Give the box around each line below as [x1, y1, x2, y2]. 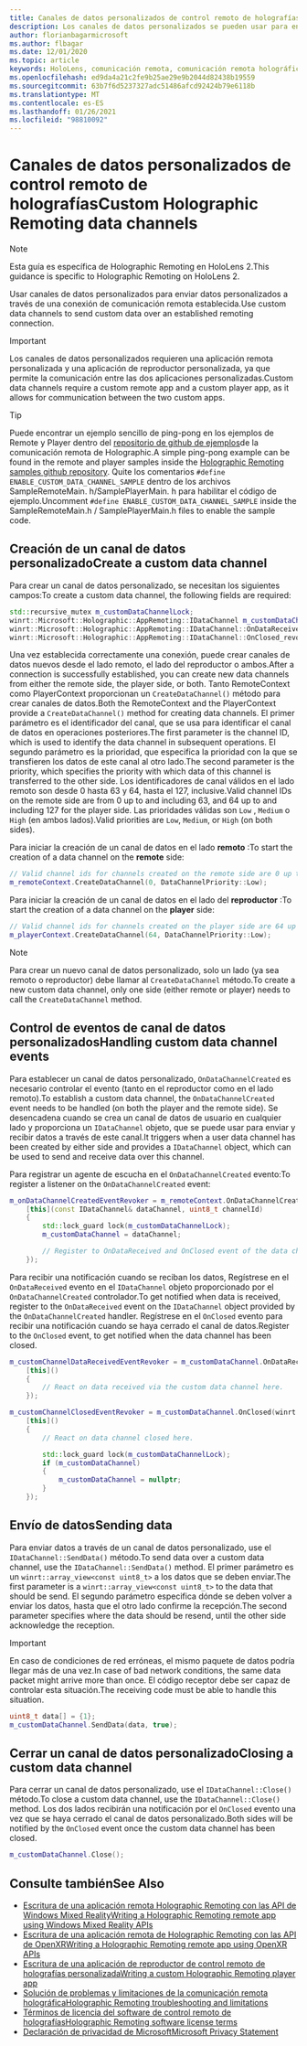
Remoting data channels [9, 213, 198, 234]
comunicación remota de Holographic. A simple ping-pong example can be [9, 447, 291, 458]
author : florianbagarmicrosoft [9, 30, 129, 39]
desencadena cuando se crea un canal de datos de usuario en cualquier [9, 1112, 281, 1123]
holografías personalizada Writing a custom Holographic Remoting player [22, 1968, 296, 1978]
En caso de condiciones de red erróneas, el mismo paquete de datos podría [9, 1655, 295, 1666]
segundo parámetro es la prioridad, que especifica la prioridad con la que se [9, 746, 299, 757]
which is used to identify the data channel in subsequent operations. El [9, 737, 276, 748]
